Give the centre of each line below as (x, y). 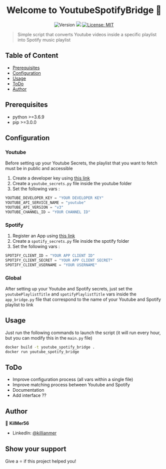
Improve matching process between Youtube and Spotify (71, 385)
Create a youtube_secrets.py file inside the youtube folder (72, 184)
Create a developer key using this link (51, 178)
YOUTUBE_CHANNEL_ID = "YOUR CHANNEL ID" (48, 212)
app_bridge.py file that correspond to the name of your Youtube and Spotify (83, 299)
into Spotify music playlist (44, 40)
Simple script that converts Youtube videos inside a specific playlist (87, 34)
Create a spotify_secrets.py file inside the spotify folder (71, 241)
